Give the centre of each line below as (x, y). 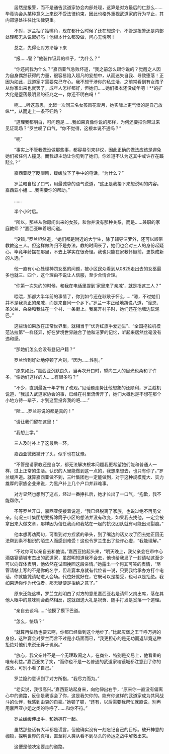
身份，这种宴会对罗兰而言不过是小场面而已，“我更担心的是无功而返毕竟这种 (83, 638)
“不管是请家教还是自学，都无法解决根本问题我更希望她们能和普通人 (83, 464)
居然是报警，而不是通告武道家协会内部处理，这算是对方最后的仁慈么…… (88, 7)
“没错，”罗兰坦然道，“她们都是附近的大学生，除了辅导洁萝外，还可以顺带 (89, 239)
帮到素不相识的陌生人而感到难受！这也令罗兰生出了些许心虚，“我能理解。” (85, 541)
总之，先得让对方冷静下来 (40, 48)
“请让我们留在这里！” (36, 422)
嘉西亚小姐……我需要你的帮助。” (38, 190)
